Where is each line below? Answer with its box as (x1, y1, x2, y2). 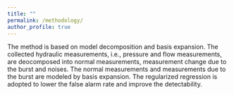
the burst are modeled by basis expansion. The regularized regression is (7, 72, 218, 81)
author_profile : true (7, 23, 71, 30)
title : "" (7, 10, 37, 18)
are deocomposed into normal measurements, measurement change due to (7, 58, 227, 66)
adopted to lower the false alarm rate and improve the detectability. (7, 80, 202, 89)
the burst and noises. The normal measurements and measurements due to (7, 65, 226, 74)
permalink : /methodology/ (7, 17, 83, 24)
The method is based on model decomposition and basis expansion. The (7, 43, 218, 51)
